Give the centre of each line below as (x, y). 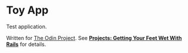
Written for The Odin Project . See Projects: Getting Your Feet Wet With (94, 38)
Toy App (27, 10)
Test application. (27, 26)
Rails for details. (26, 44)
